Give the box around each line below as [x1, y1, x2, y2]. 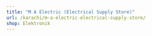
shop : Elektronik [6, 20, 51, 26]
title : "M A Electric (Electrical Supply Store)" [6, 9, 136, 15]
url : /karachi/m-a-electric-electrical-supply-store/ [6, 15, 147, 21]
